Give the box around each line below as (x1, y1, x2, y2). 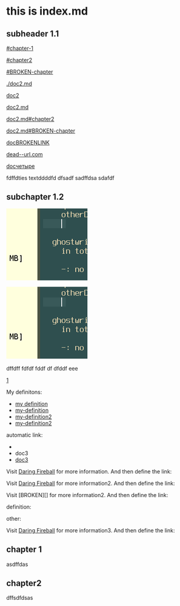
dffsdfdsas (6, 594, 33, 602)
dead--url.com (6, 151, 44, 158)
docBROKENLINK (6, 139, 50, 146)
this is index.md (6, 4, 88, 18)
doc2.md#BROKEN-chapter (6, 127, 76, 134)
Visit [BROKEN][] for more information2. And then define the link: (6, 491, 168, 498)
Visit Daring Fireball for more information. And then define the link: (6, 467, 172, 475)
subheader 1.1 (6, 29, 59, 39)
